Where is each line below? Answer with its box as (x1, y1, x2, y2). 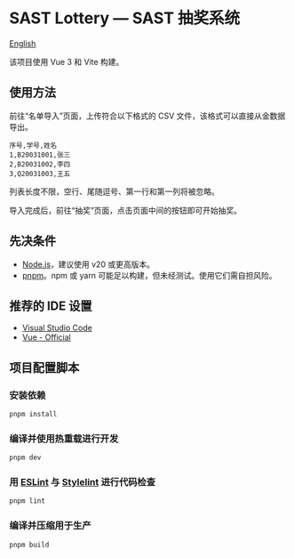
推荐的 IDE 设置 (9, 298, 92, 313)
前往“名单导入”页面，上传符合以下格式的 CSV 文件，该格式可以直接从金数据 (9, 110, 286, 121)
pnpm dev (9, 453, 42, 463)
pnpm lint (9, 497, 46, 505)
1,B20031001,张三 (9, 150, 71, 159)
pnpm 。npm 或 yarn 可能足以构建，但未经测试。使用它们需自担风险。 (21, 270, 277, 280)
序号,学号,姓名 (9, 141, 58, 150)
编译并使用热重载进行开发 (9, 433, 119, 445)
